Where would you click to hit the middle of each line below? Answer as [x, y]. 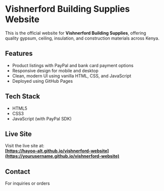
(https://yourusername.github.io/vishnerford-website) [62, 156]
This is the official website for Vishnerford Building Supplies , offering [76, 33]
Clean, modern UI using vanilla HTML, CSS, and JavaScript [71, 76]
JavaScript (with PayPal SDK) [42, 119]
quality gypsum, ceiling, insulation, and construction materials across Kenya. [82, 38]
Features [19, 54]
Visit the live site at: [25, 146]
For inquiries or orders [27, 183]
